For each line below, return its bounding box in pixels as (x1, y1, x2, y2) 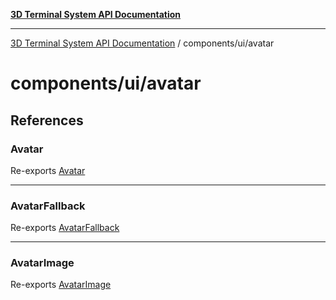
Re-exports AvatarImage (10, 279, 112, 291)
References (10, 112, 84, 129)
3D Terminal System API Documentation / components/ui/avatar (10, 37, 275, 49)
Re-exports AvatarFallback (10, 222, 120, 234)
